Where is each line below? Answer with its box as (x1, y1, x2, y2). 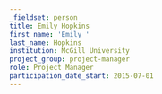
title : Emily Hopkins (9, 21, 90, 30)
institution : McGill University (9, 47, 130, 56)
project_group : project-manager (9, 55, 130, 64)
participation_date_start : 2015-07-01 (9, 72, 154, 81)
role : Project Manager (9, 64, 94, 73)
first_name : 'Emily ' (9, 30, 90, 38)
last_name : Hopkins (9, 38, 82, 47)
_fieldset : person (9, 13, 78, 22)
